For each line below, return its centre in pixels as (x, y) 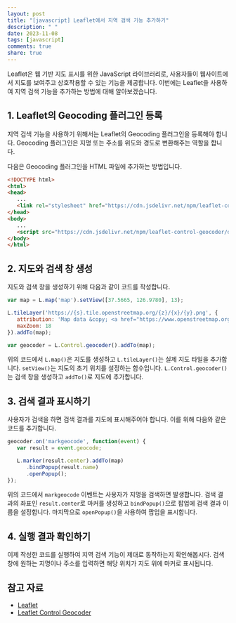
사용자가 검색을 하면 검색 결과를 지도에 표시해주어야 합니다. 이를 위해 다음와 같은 (117, 419)
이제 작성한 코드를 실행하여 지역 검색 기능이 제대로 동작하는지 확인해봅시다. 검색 (116, 555)
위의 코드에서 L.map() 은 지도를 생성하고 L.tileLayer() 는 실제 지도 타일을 (108, 360)
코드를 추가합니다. (32, 428)
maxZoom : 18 (34, 326)
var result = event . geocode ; (59, 448)
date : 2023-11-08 (33, 33)
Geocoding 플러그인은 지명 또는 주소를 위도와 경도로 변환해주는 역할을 (113, 143)
